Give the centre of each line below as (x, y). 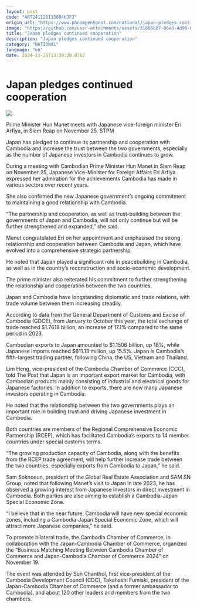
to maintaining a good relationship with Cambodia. (67, 202)
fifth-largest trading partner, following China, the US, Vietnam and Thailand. (97, 357)
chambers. (19, 599)
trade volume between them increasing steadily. (64, 303)
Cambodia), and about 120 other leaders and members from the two (88, 592)
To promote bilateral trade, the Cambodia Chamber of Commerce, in (89, 537)
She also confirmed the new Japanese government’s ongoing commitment (96, 196)
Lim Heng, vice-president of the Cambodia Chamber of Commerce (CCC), (96, 369)
